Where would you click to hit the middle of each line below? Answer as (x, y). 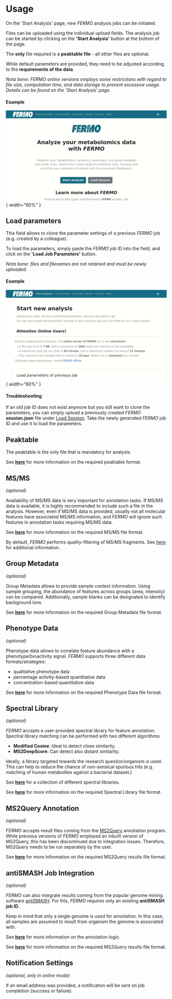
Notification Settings (40, 963)
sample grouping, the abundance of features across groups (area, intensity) (85, 591)
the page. (16, 44)
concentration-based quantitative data (54, 682)
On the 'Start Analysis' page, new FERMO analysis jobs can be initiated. (81, 23)
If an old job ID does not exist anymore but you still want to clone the (78, 407)
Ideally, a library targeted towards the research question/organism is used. (84, 762)
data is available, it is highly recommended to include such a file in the (80, 506)
